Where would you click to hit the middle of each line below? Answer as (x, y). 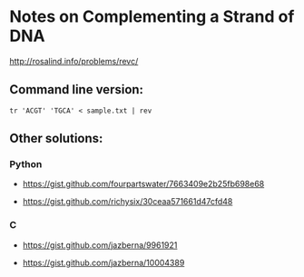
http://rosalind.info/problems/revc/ (74, 61)
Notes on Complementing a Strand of (152, 17)
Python (26, 164)
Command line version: (76, 89)
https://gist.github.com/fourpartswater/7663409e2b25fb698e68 (143, 184)
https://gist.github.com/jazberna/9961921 (100, 245)
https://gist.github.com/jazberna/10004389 (103, 262)
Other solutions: (56, 138)
